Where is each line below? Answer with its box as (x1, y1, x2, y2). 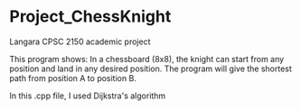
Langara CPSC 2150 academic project (9, 36, 151, 47)
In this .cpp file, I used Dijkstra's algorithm (9, 90, 166, 101)
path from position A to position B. (9, 72, 137, 83)
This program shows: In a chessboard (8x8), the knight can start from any (9, 53, 285, 64)
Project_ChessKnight (9, 6, 172, 27)
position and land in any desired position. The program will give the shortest (9, 63, 292, 74)
